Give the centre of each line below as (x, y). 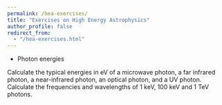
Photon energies (40, 59)
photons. (20, 95)
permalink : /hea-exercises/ (48, 13)
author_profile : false (40, 26)
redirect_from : (29, 33)
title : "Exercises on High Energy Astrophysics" (78, 20)
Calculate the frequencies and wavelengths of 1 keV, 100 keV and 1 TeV (108, 87)
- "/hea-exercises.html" (49, 39)
